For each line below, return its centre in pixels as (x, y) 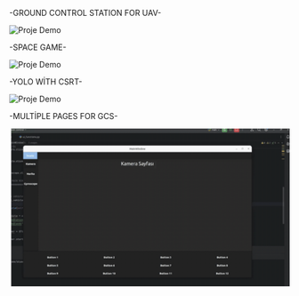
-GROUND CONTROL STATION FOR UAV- (85, 13)
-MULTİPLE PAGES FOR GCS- (64, 116)
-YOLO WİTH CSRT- (46, 82)
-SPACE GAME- (38, 47)
